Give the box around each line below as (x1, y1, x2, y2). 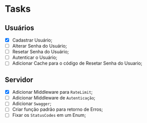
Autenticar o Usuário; (12, 54, 57, 60)
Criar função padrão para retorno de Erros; (12, 106, 103, 113)
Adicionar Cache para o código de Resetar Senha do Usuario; (12, 60, 142, 67)
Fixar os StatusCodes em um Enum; (12, 112, 86, 118)
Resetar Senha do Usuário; (12, 49, 69, 55)
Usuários (5, 24, 34, 32)
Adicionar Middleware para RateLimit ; (12, 89, 93, 95)
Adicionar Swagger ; (12, 100, 52, 107)
